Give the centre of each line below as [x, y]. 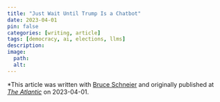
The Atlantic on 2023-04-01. [48, 92]
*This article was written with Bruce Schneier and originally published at [111, 84]
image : [17, 52]
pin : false [23, 26]
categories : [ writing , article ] [54, 33]
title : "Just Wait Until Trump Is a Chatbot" [74, 13]
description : [26, 45]
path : [22, 59]
